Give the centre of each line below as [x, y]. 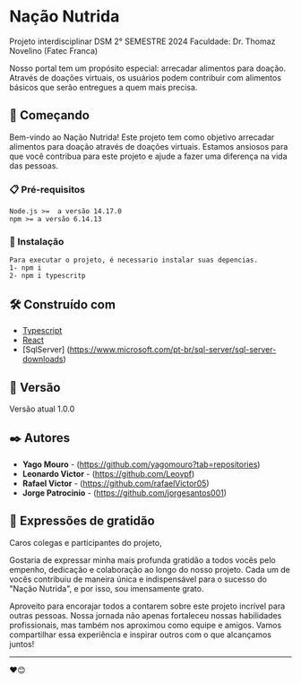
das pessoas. [34, 165]
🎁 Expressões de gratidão [82, 521]
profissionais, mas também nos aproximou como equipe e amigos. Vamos [146, 625]
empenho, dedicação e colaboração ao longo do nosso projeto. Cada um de [150, 569]
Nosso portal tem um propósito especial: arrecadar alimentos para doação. [148, 68]
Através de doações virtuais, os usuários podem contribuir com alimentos [146, 77]
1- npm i [26, 268]
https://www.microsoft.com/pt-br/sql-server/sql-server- [173, 350]
